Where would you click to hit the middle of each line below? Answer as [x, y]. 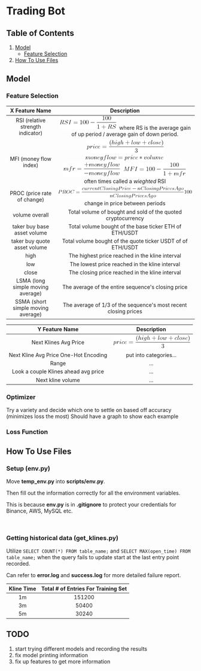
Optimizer [21, 397]
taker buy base [31, 226]
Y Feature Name [58, 330]
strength [31, 127]
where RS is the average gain [155, 128]
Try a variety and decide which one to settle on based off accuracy [89, 410]
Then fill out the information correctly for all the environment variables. [93, 493]
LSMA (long [31, 280]
